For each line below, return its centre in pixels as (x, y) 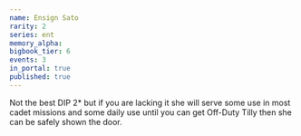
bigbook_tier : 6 (40, 52)
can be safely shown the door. (66, 121)
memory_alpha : (36, 43)
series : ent (32, 34)
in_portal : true (40, 69)
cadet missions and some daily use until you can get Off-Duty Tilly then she (150, 112)
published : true (40, 77)
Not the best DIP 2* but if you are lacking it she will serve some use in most (150, 102)
